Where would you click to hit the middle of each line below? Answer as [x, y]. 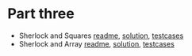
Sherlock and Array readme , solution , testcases [97, 43]
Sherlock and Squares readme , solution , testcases [101, 35]
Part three [41, 14]
